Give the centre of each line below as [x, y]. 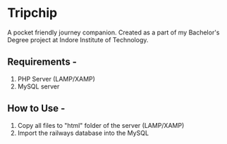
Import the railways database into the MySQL [83, 133]
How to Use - [36, 109]
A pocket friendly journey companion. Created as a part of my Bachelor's [114, 32]
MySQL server [38, 86]
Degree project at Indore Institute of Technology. [78, 39]
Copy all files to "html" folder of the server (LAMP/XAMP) [101, 125]
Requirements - [42, 62]
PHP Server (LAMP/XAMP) [56, 79]
